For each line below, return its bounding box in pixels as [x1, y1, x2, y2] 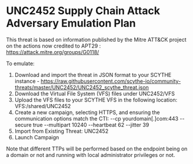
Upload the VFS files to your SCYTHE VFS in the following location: [14, 96, 178, 103]
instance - [14, 78, 40, 85]
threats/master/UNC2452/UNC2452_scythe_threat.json [14, 83, 149, 91]
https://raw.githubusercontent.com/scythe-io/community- [41, 78, 181, 85]
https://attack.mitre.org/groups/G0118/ [6, 48, 99, 55]
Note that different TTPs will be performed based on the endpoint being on [6, 145, 188, 152]
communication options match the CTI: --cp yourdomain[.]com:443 [14, 115, 179, 122]
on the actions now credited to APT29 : [6, 42, 101, 49]
